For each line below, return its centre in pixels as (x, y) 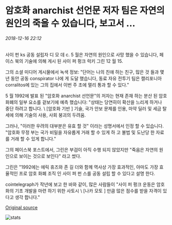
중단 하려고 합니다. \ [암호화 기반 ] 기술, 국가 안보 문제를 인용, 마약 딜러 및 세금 (83, 109)
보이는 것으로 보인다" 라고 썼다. (50, 156)
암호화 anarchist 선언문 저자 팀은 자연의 (85, 11)
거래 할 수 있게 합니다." (33, 139)
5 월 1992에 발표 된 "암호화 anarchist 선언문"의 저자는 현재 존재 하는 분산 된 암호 (86, 96)
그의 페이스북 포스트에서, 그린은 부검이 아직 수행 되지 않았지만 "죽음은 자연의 (82, 150)
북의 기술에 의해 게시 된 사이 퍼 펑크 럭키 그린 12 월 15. (69, 61)
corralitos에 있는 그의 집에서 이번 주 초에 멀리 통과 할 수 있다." (67, 85)
